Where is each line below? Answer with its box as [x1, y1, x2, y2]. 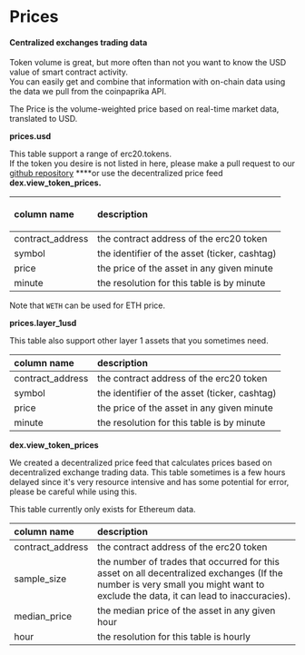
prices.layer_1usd [9, 318, 77, 329]
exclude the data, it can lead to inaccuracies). [96, 590, 291, 602]
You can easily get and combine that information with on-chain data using [9, 76, 286, 87]
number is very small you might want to [96, 579, 265, 591]
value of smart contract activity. [9, 66, 129, 78]
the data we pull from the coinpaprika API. [9, 86, 167, 97]
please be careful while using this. [9, 486, 138, 497]
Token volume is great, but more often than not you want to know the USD [9, 57, 287, 68]
